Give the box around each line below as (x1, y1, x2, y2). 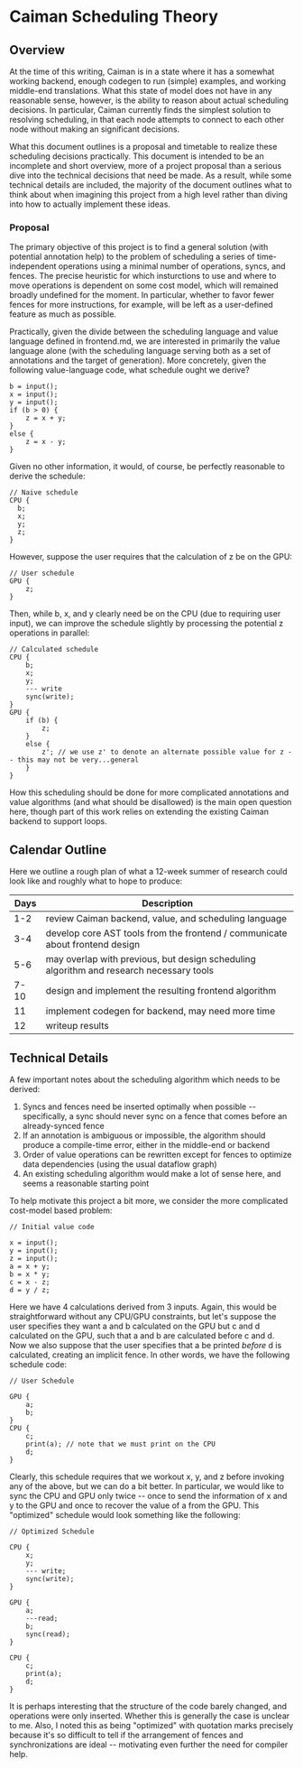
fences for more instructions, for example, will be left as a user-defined (9, 300, 273, 310)
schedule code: (9, 1358, 68, 1369)
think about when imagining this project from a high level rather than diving (9, 190, 289, 199)
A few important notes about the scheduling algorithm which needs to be (9, 1074, 280, 1085)
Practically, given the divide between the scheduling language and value (9, 327, 279, 338)
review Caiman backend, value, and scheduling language (45, 912, 287, 925)
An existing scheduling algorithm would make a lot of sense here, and (22, 1168, 281, 1179)
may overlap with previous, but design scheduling (45, 953, 257, 966)
